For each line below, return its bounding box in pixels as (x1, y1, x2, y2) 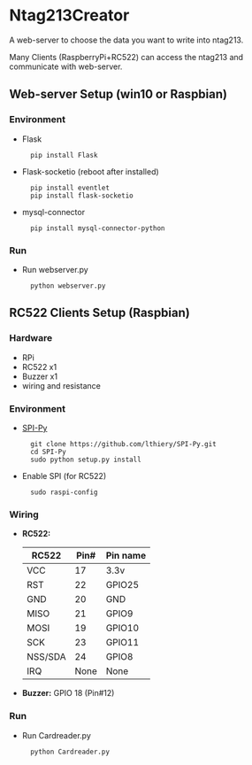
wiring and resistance (21, 380, 102, 390)
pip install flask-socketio (30, 191, 134, 200)
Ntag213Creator (9, 5, 130, 26)
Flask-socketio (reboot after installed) (21, 166, 159, 177)
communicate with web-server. (9, 61, 123, 72)
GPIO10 (105, 622, 140, 634)
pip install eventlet (30, 183, 111, 192)
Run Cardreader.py (21, 730, 91, 740)
